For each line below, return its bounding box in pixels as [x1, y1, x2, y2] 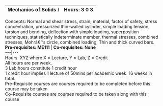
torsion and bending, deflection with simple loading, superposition [5, 29, 139, 35]
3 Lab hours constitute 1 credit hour [5, 65, 77, 71]
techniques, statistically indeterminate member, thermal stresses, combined [5, 34, 159, 40]
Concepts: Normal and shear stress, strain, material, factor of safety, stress [5, 19, 157, 24]
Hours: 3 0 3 [63, 6, 93, 13]
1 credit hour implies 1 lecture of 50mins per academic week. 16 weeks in [5, 70, 152, 76]
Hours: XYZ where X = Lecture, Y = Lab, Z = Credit [5, 55, 108, 61]
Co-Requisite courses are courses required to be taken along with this [5, 91, 147, 97]
